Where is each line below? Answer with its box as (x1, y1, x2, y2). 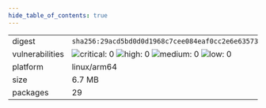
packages (12, 87, 49, 98)
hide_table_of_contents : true (8, 11, 108, 20)
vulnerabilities (12, 48, 65, 59)
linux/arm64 (71, 61, 117, 72)
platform (12, 61, 44, 72)
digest (12, 35, 36, 47)
